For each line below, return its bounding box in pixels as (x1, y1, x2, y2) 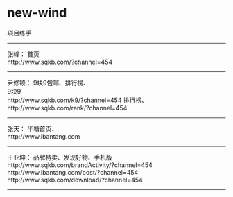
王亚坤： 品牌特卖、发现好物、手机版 (7, 153, 112, 161)
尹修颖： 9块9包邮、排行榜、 (7, 78, 90, 87)
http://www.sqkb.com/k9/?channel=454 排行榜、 (7, 96, 148, 104)
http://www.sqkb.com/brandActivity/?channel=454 (7, 161, 153, 169)
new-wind (7, 5, 67, 21)
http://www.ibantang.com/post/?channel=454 (7, 168, 139, 176)
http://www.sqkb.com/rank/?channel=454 (7, 103, 128, 112)
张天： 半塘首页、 (7, 124, 58, 132)
